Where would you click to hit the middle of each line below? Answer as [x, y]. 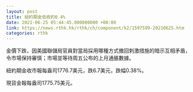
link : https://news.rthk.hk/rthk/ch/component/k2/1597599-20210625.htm [95, 28]
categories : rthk [27, 33]
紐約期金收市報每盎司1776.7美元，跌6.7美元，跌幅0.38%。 [77, 70]
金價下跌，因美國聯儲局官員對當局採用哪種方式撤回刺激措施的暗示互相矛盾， [98, 51]
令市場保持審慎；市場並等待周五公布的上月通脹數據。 [70, 58]
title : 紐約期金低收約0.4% [36, 17]
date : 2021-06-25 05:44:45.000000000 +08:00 [61, 22]
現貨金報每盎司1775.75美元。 [41, 83]
